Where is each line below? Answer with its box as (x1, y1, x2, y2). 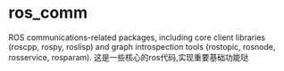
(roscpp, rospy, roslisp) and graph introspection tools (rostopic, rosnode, (8, 41, 276, 51)
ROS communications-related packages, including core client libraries (8, 32, 265, 43)
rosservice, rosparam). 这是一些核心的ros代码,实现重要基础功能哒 (8, 51, 249, 62)
